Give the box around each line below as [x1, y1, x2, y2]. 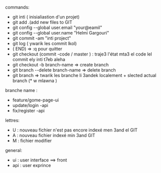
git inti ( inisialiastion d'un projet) [12, 14, 80, 19]
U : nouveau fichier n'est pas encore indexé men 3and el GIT [12, 127, 138, 133]
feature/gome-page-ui [12, 97, 59, 103]
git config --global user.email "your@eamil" [12, 24, 102, 30]
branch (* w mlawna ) [12, 77, 57, 83]
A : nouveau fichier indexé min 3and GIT [12, 132, 95, 138]
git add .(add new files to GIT [12, 19, 72, 25]
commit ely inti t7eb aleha [12, 56, 65, 62]
